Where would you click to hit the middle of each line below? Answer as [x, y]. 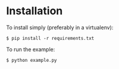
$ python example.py [32, 60]
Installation [35, 11]
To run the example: [31, 49]
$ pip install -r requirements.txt [50, 38]
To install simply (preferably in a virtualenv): [60, 27]
